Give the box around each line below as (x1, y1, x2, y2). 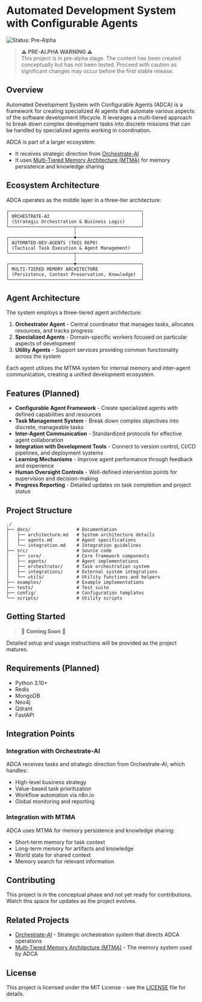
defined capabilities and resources (14, 411, 101, 418)
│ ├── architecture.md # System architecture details (6, 532, 155, 538)
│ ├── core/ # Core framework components (6, 553, 150, 559)
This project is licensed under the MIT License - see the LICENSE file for (6, 984, 186, 991)
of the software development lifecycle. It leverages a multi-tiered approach (6, 113, 192, 121)
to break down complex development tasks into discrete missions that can (6, 120, 191, 127)
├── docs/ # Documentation (6, 526, 118, 532)
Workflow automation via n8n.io (14, 791, 95, 799)
